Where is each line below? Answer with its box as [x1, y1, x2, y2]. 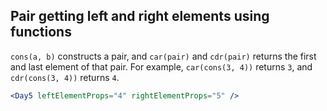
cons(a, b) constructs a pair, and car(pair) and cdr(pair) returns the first [10, 50, 317, 62]
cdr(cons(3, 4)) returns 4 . [10, 71, 120, 83]
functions [10, 24, 72, 41]
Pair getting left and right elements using [10, 8, 270, 25]
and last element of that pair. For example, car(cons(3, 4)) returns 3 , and [10, 60, 313, 73]
